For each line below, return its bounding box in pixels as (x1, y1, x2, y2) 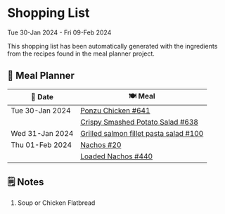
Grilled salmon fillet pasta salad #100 (80, 128, 204, 138)
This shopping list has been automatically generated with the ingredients (7, 42, 218, 50)
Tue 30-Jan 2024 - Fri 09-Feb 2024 (7, 28, 112, 37)
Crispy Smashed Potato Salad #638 (80, 117, 199, 127)
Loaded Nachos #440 (80, 151, 153, 161)
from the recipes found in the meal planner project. (7, 49, 155, 58)
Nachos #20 (80, 139, 122, 149)
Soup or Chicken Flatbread (17, 199, 96, 207)
